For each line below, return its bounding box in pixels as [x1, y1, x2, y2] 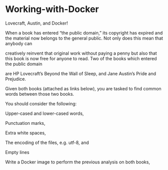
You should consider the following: [5, 100, 77, 106]
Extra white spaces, [5, 129, 46, 136]
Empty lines [5, 149, 30, 155]
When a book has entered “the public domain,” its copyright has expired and [5, 30, 163, 36]
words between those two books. [5, 91, 74, 97]
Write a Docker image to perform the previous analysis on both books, [5, 159, 150, 165]
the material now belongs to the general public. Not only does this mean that [5, 35, 163, 41]
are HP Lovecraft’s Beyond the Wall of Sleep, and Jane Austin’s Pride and [5, 70, 156, 76]
